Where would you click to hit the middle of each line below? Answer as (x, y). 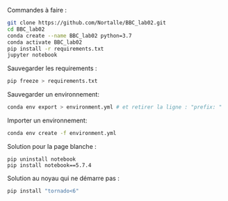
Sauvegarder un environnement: (53, 95)
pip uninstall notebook (42, 159)
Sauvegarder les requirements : (52, 68)
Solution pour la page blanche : (52, 146)
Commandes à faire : (37, 10)
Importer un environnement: (47, 120)
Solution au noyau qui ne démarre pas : (63, 178)
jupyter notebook (32, 55)
